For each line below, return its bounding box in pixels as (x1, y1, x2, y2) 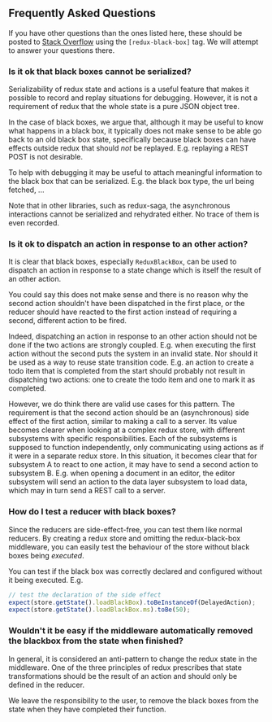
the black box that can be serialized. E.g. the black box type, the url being (8, 177, 255, 186)
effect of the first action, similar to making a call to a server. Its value (8, 417, 238, 427)
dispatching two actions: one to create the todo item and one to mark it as (8, 374, 256, 385)
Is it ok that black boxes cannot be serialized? (8, 65, 192, 77)
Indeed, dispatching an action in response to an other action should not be (8, 331, 257, 341)
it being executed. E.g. (8, 575, 84, 584)
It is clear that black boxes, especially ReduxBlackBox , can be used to (8, 256, 237, 267)
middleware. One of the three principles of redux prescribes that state (8, 663, 242, 672)
